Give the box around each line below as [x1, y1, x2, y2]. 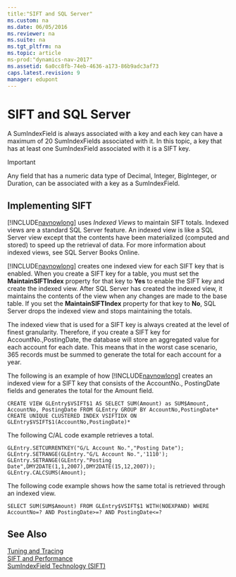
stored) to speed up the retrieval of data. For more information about [7, 241, 206, 249]
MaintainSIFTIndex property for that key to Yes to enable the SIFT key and [7, 277, 225, 285]
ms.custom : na [7, 17, 49, 24]
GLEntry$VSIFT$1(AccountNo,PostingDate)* [7, 418, 131, 426]
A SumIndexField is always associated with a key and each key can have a [7, 130, 223, 138]
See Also [7, 528, 47, 540]
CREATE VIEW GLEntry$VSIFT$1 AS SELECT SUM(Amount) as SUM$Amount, [7, 400, 210, 407]
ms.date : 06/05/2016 [7, 23, 68, 30]
